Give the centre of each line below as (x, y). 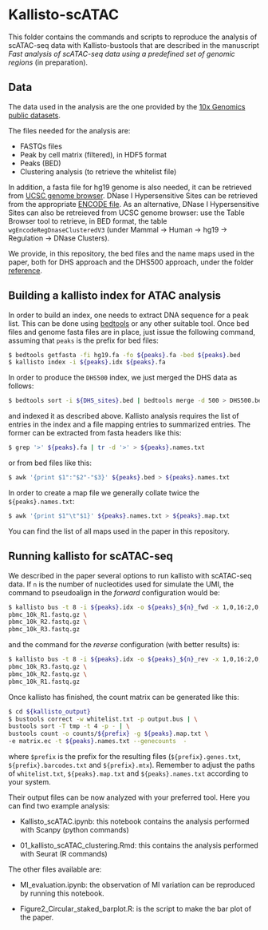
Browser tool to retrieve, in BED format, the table (88, 221)
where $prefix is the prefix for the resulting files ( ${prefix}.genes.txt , (124, 756)
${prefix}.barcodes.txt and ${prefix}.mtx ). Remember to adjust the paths (132, 765)
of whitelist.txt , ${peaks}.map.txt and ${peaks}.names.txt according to (128, 773)
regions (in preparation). (48, 62)
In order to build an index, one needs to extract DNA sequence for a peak (128, 315)
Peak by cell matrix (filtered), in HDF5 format (93, 154)
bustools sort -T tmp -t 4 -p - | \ (69, 726)
